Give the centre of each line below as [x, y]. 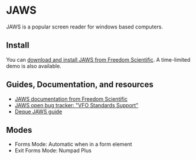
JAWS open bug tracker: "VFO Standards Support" [76, 105]
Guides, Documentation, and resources [80, 84]
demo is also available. [34, 66]
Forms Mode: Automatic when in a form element [73, 144]
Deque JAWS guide [38, 111]
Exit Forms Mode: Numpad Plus [53, 151]
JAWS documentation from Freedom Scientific [71, 99]
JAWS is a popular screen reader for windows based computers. [85, 27]
